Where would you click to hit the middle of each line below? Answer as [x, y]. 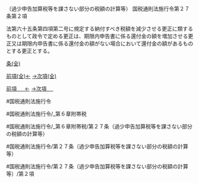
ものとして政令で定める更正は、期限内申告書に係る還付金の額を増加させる [97, 36]
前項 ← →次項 [26, 89]
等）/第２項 [20, 174]
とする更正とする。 [30, 51]
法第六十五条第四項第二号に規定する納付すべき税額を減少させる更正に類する [100, 29]
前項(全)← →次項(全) [31, 76]
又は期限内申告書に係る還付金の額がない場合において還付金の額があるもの [102, 44]
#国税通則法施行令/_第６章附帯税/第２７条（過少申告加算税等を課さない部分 [99, 126]
